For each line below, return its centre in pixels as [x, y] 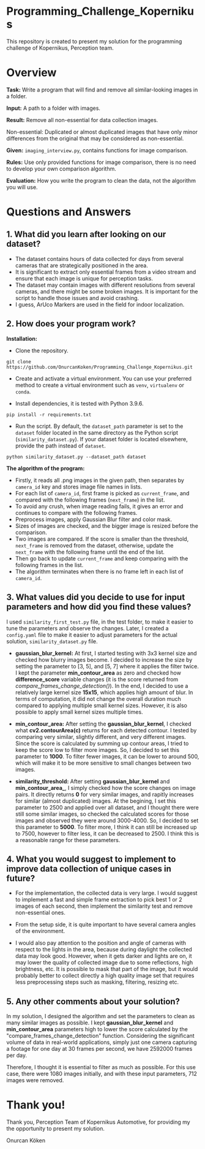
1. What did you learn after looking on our [86, 234]
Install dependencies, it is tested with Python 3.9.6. [79, 403]
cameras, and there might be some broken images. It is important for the [106, 291]
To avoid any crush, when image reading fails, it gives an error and [99, 506]
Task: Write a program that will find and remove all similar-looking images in [102, 90]
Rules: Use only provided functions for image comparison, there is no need [101, 162]
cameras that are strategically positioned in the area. [81, 265]
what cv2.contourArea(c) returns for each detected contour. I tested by [106, 730]
